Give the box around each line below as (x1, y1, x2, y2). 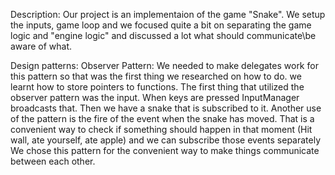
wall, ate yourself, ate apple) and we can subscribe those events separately (10, 134, 322, 146)
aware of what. (10, 40, 73, 52)
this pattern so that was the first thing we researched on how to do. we (10, 70, 302, 82)
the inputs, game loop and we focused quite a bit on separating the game (10, 19, 312, 31)
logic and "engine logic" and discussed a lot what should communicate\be (10, 30, 317, 41)
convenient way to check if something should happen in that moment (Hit (10, 124, 313, 135)
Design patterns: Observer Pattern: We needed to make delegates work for (10, 60, 319, 71)
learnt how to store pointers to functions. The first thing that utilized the (10, 81, 305, 93)
